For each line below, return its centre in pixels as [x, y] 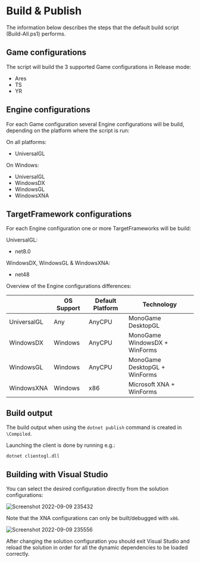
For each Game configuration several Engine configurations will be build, [95, 124]
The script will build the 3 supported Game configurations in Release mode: [99, 67]
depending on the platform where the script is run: [68, 130]
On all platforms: [26, 142]
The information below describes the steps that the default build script [93, 27]
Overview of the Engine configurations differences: [69, 286]
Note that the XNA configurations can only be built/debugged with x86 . [93, 518]
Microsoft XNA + [152, 384]
